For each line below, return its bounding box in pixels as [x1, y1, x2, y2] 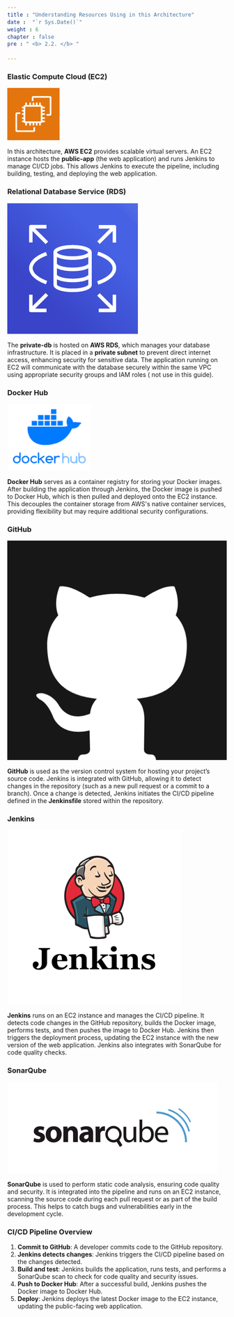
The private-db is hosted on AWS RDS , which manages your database [7, 341, 210, 349]
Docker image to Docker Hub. [17, 1287, 103, 1295]
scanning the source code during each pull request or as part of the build [7, 1194, 217, 1203]
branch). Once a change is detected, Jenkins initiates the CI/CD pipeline [7, 789, 214, 797]
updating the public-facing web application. [17, 1302, 143, 1311]
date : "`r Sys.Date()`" [7, 18, 82, 26]
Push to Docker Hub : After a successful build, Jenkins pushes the [17, 1280, 208, 1288]
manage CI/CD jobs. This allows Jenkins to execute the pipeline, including [7, 162, 219, 171]
